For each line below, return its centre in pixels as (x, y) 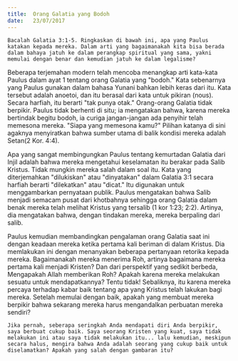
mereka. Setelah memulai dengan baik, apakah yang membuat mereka (110, 297)
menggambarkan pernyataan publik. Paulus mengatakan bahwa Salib (109, 192)
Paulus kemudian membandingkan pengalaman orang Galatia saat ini (109, 236)
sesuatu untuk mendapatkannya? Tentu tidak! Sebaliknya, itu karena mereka (119, 282)
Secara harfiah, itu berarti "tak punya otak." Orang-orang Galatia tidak (110, 102)
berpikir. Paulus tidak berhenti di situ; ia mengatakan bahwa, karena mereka (119, 110)
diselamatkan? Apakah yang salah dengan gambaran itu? (90, 350)
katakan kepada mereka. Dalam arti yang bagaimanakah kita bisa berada (116, 46)
